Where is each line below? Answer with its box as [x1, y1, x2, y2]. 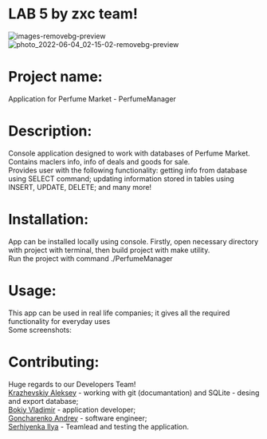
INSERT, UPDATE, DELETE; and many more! [8, 182, 152, 192]
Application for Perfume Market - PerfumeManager [8, 93, 177, 104]
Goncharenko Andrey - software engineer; [8, 413, 147, 423]
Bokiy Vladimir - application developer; [8, 405, 136, 414]
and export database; [8, 396, 79, 405]
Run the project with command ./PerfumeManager [8, 253, 173, 263]
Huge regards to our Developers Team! [8, 379, 136, 389]
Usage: [8, 281, 57, 299]
